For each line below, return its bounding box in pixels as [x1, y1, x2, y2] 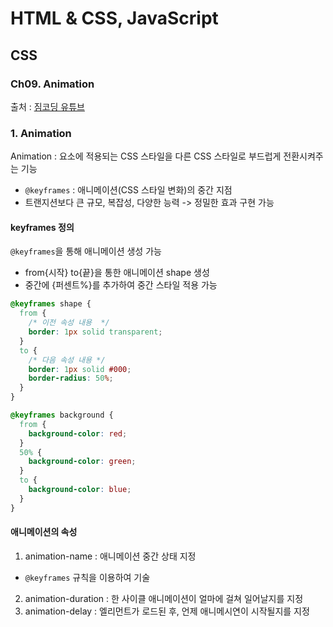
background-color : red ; [28, 428, 128, 439]
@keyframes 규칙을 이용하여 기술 [24, 571, 151, 583]
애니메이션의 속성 [10, 526, 78, 538]
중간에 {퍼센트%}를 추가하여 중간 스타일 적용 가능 [24, 279, 218, 291]
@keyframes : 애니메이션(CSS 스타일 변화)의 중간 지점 [24, 184, 233, 196]
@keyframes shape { [10, 299, 92, 309]
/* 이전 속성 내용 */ [28, 318, 110, 328]
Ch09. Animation [10, 77, 95, 91]
